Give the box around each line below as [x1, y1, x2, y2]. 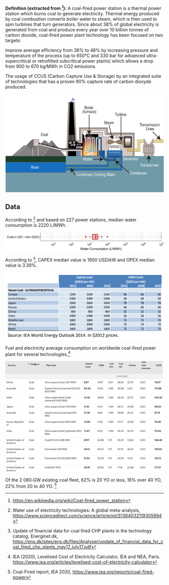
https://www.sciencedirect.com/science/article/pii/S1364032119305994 [12, 513, 162, 519]
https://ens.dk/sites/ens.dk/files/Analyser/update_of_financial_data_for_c [12, 539, 163, 545]
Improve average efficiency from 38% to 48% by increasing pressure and [5, 47, 158, 53]
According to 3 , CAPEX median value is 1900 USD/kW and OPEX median [5, 256, 155, 263]
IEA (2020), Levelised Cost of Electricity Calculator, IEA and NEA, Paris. [12, 554, 160, 560]
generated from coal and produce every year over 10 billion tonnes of [5, 26, 149, 32]
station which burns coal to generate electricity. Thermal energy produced [5, 10, 159, 17]
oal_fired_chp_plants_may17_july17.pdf [12, 544, 92, 550]
